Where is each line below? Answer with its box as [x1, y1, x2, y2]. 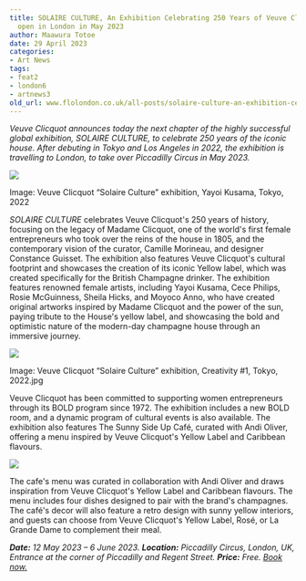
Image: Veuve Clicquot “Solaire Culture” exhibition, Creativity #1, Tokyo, [9, 366, 279, 377]
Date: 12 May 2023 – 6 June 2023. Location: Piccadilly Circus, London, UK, [9, 542, 295, 553]
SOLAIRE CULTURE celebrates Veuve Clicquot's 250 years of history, [9, 214, 270, 225]
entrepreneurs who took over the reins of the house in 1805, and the [9, 233, 265, 244]
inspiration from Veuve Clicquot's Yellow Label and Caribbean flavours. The [9, 485, 293, 497]
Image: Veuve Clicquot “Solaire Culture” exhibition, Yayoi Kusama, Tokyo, [9, 187, 284, 198]
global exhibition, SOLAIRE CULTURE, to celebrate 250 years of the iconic [9, 133, 287, 144]
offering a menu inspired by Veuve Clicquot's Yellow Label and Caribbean [9, 431, 286, 442]
